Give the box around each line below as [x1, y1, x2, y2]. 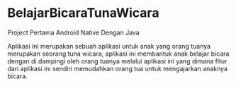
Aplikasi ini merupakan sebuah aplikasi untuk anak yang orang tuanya [7, 42, 211, 50]
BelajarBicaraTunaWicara [7, 5, 159, 21]
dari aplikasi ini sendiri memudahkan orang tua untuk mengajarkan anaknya [7, 64, 228, 73]
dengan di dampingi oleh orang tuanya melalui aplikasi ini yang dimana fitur [7, 56, 227, 65]
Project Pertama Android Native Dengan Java [7, 28, 140, 37]
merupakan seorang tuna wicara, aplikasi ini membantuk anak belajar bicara [7, 49, 230, 58]
